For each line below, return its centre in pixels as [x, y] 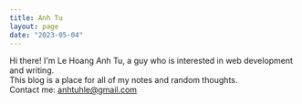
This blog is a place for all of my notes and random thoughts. [124, 80]
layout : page [34, 26]
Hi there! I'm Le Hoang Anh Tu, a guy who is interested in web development [151, 61]
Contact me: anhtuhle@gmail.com [73, 90]
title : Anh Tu [36, 18]
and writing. [32, 70]
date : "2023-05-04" [47, 35]
